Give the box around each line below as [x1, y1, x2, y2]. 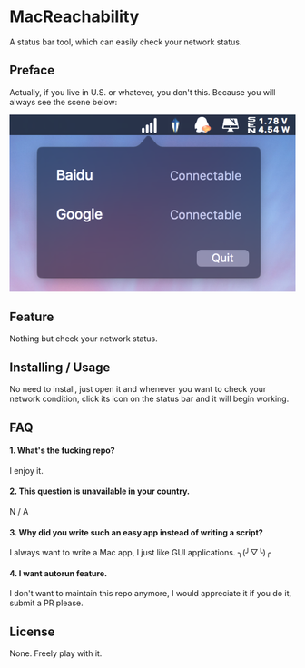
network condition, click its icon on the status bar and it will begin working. [9, 393, 290, 405]
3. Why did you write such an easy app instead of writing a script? [9, 526, 263, 537]
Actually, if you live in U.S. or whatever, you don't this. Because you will [9, 86, 276, 97]
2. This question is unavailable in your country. [9, 486, 191, 496]
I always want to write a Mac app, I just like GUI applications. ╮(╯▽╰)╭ [9, 547, 271, 558]
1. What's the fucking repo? [9, 445, 115, 456]
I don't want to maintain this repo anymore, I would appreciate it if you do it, [9, 588, 292, 599]
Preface [9, 63, 55, 78]
